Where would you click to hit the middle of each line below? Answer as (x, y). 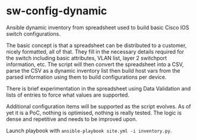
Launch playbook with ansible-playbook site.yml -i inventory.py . (89, 130)
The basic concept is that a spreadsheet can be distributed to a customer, (96, 45)
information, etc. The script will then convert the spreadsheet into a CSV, (95, 64)
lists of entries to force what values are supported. (68, 95)
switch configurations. (34, 33)
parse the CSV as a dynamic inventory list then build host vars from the (93, 70)
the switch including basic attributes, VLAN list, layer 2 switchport (87, 58)
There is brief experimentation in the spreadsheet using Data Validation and (99, 88)
